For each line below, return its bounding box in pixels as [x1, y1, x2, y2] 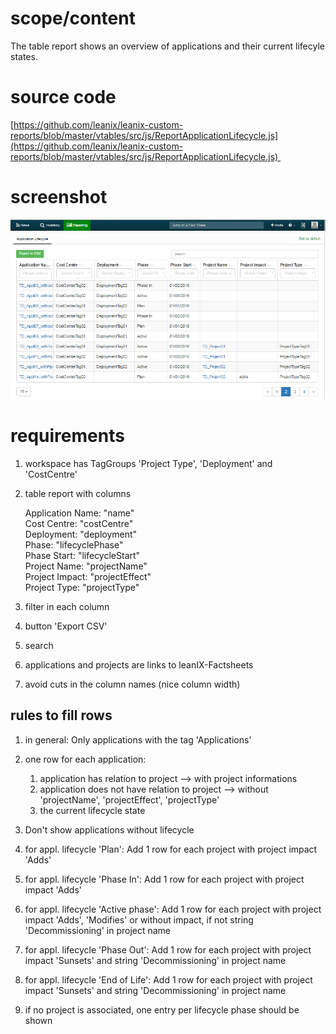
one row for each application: [24, 753, 147, 765]
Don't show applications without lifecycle [24, 823, 195, 836]
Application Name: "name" [24, 507, 135, 519]
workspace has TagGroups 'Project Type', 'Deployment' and [24, 457, 273, 469]
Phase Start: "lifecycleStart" [24, 549, 141, 561]
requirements [10, 425, 125, 447]
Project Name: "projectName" [24, 560, 148, 572]
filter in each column [24, 600, 110, 612]
